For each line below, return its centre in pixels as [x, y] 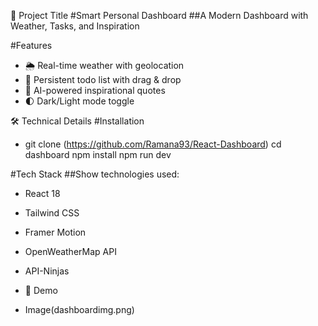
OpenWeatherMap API [70, 251]
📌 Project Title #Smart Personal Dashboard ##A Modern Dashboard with [159, 15]
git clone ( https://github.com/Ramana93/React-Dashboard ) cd [153, 144]
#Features [31, 45]
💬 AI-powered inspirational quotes [95, 90]
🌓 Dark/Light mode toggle [79, 101]
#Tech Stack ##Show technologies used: [95, 174]
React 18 [42, 193]
